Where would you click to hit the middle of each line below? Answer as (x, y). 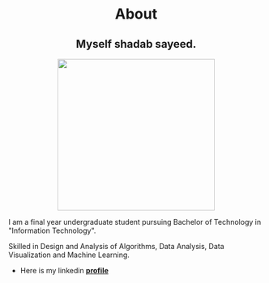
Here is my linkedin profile (64, 270)
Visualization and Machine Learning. (69, 255)
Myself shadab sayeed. (136, 44)
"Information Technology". (52, 230)
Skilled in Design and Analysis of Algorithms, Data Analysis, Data (116, 246)
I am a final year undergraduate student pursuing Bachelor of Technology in (135, 222)
